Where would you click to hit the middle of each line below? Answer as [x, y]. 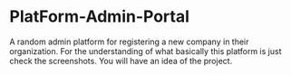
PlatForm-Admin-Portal [100, 17]
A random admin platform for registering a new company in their [129, 42]
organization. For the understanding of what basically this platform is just [145, 51]
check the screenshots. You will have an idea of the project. [121, 61]
